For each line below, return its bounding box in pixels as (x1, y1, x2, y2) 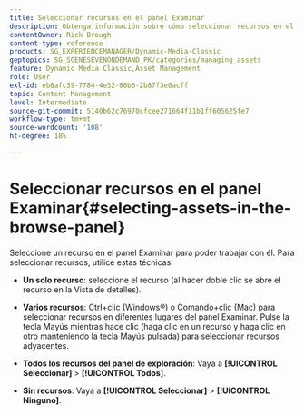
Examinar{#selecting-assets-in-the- (9, 198, 292, 219)
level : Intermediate (9, 97, 88, 107)
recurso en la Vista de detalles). (22, 283, 142, 295)
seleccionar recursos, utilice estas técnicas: (9, 256, 174, 268)
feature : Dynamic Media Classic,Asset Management (9, 64, 201, 74)
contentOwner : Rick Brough (9, 30, 112, 39)
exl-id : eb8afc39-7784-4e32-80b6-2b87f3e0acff (9, 81, 189, 90)
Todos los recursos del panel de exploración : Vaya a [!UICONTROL (22, 358, 279, 369)
